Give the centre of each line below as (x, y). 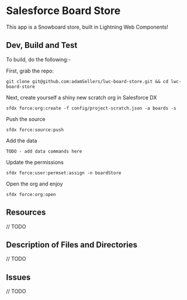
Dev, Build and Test (42, 45)
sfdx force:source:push (35, 130)
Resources (26, 213)
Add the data (22, 140)
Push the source (26, 119)
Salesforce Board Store (63, 11)
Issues (18, 277)
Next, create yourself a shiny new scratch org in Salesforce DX (82, 97)
